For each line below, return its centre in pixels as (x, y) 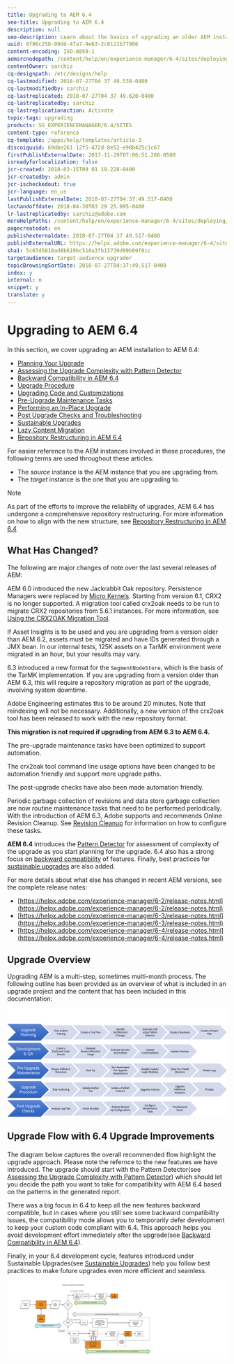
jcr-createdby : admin (39, 177)
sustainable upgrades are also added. (61, 866)
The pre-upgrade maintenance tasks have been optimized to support (106, 745)
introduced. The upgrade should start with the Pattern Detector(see (104, 1170)
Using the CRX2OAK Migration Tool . (59, 618)
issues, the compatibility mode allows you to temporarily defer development (116, 1220)
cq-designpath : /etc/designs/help (57, 73)
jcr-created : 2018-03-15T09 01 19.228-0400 (71, 170)
